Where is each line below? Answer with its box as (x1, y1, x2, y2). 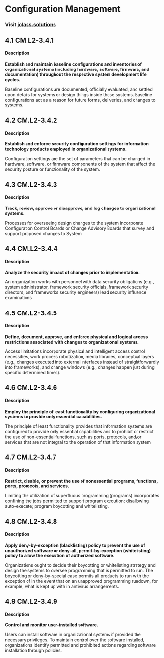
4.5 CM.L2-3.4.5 (5, 309, 57, 317)
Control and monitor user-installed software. (5, 622, 98, 628)
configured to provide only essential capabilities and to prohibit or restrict (5, 428, 154, 434)
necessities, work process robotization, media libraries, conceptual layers (5, 354, 154, 360)
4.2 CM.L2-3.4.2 (5, 116, 57, 125)
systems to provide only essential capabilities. (5, 414, 102, 419)
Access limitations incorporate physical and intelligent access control (5, 348, 145, 354)
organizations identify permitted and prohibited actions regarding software (5, 642, 156, 648)
